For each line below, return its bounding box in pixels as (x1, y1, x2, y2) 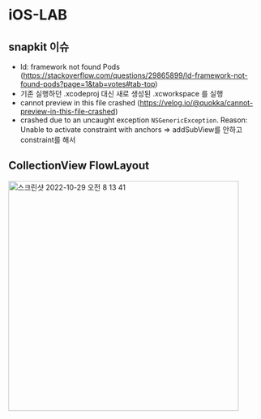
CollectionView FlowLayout (8, 159, 150, 173)
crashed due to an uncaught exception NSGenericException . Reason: (19, 115, 248, 125)
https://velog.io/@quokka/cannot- (139, 98, 254, 107)
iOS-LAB (8, 6, 67, 24)
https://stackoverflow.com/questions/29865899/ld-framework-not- (23, 71, 249, 80)
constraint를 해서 (19, 135, 76, 144)
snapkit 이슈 (8, 40, 70, 53)
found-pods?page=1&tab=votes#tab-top (19, 79, 156, 88)
